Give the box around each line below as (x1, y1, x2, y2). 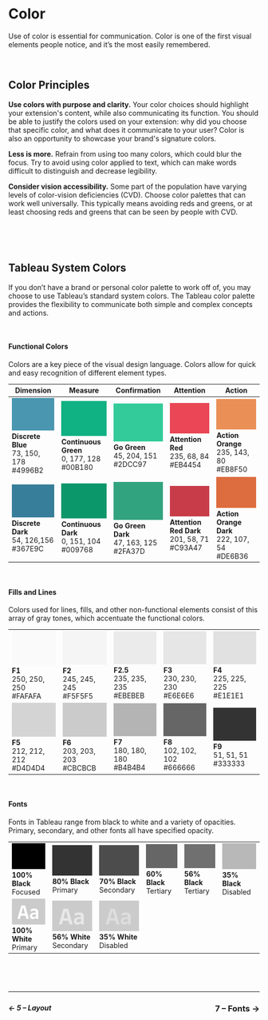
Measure (69, 385, 100, 396)
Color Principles (8, 78, 90, 92)
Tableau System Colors (8, 261, 127, 275)
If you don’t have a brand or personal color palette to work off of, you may (8, 282, 251, 292)
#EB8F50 (216, 464, 248, 474)
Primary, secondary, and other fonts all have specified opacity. (8, 825, 214, 835)
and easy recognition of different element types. (8, 368, 167, 377)
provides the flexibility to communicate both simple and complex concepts (8, 299, 253, 309)
